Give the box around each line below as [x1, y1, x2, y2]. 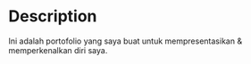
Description [8, 6, 97, 27]
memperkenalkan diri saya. [8, 44, 108, 55]
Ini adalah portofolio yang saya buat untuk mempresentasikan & [8, 36, 243, 46]
